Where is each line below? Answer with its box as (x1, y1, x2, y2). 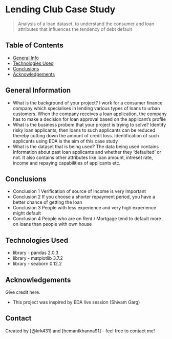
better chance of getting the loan (12, 199, 83, 205)
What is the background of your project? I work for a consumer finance (12, 99, 163, 106)
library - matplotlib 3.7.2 (12, 255, 63, 261)
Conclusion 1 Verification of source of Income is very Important (12, 188, 146, 194)
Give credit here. (5, 289, 40, 295)
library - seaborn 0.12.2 (12, 261, 62, 267)
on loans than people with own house (12, 221, 92, 227)
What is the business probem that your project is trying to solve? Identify (12, 121, 166, 128)
